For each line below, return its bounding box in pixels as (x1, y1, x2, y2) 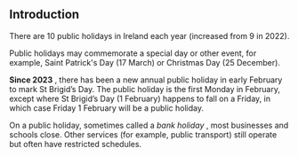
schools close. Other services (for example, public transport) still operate (9, 129, 278, 140)
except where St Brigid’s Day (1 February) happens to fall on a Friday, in (9, 93, 271, 104)
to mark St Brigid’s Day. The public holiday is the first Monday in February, (9, 83, 280, 94)
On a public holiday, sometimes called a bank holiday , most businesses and (9, 120, 289, 130)
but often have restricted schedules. (9, 138, 142, 149)
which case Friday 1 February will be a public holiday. (9, 102, 205, 113)
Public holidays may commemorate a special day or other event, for (9, 48, 257, 58)
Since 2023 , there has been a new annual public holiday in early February (9, 74, 283, 85)
